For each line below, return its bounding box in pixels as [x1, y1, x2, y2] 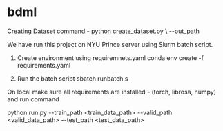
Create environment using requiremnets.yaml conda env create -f [17, 53, 204, 62]
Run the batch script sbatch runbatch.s [17, 74, 128, 83]
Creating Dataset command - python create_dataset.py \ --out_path [7, 27, 200, 35]
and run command [7, 94, 60, 103]
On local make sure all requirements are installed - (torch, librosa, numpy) [7, 88, 216, 96]
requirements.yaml [17, 61, 71, 69]
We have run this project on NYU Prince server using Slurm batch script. [7, 40, 213, 48]
